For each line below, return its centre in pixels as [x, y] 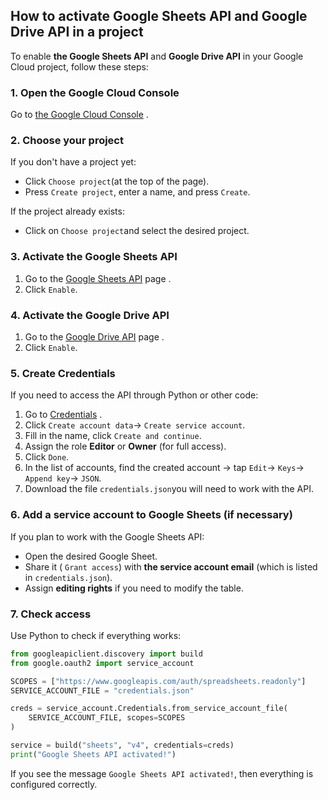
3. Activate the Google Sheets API [94, 257]
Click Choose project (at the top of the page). [117, 181]
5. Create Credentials [63, 373]
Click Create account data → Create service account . [135, 425]
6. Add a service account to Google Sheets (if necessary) [151, 515]
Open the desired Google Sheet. [91, 556]
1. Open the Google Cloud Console [95, 92]
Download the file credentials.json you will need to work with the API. [169, 489]
